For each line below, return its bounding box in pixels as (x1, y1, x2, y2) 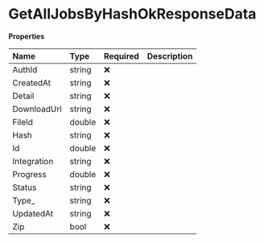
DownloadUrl (12, 103, 62, 114)
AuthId (12, 64, 38, 75)
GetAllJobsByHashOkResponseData (8, 5, 257, 23)
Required (103, 50, 139, 61)
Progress (12, 168, 47, 179)
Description (146, 50, 193, 61)
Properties (8, 31, 45, 41)
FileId (12, 116, 34, 127)
